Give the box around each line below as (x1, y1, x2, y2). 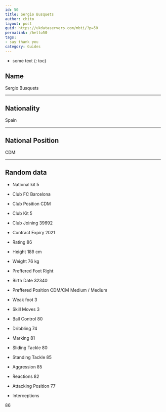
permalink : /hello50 (5, 30, 48, 35)
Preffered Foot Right (12, 268, 54, 274)
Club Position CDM (12, 201, 51, 206)
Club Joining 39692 (12, 220, 53, 226)
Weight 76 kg (12, 258, 40, 264)
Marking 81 (12, 335, 36, 341)
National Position (5, 136, 59, 145)
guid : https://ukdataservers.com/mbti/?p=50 (5, 26, 98, 31)
